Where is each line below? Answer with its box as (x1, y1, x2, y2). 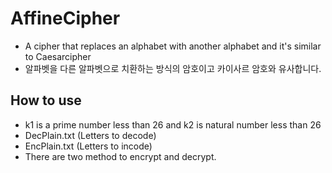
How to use (10, 92, 82, 109)
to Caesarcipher (24, 50, 92, 62)
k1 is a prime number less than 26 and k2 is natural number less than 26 (24, 118, 322, 131)
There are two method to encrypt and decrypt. (24, 150, 217, 162)
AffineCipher (10, 7, 121, 30)
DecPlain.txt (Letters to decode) (24, 129, 157, 141)
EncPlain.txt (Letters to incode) (24, 140, 153, 152)
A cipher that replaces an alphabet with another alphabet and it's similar (24, 40, 322, 52)
